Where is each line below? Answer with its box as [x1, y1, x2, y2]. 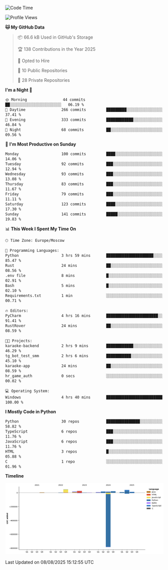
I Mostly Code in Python [5, 409, 56, 414]
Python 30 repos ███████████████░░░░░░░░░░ [5, 419, 163, 424]
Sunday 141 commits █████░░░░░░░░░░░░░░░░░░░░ [5, 212, 163, 217]
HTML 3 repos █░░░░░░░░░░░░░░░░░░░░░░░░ [5, 449, 163, 454]
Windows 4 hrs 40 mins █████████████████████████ [5, 395, 163, 400]
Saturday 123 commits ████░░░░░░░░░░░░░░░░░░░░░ [5, 202, 163, 207]
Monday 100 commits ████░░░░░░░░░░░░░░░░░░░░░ [5, 152, 163, 157]
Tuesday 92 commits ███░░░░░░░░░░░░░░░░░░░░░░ [5, 162, 163, 167]
